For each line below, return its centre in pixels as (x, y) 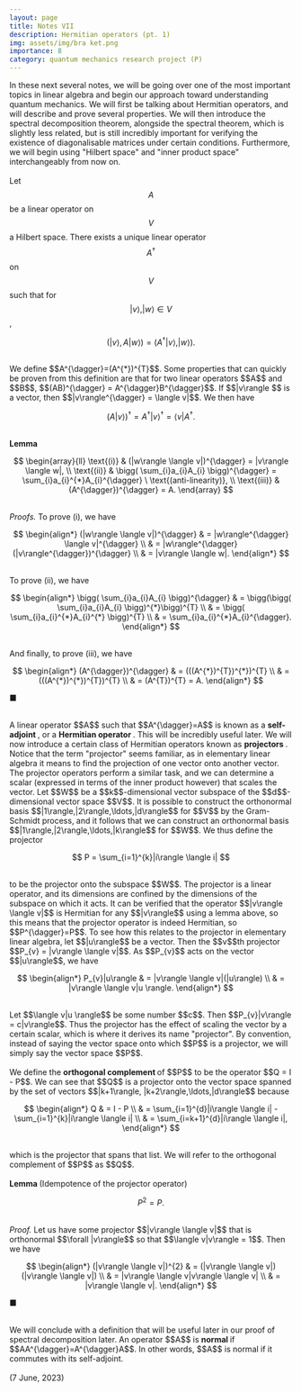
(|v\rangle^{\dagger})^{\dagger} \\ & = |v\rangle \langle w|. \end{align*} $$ (151, 553)
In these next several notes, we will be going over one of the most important (150, 85)
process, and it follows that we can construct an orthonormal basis (165, 820)
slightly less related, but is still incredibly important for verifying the (134, 133)
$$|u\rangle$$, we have (54, 961)
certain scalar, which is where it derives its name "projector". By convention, (150, 1034)
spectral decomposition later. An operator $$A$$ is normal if (122, 1339)
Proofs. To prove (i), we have (63, 516)
